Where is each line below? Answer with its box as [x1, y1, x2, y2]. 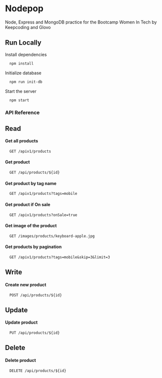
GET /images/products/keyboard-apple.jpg [9, 234, 95, 238]
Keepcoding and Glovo [5, 24, 51, 30]
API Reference [5, 109, 40, 116]
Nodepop [5, 3, 44, 14]
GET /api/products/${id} [9, 170, 60, 175]
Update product [5, 319, 38, 326]
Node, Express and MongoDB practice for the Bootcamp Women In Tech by [5, 19, 157, 25]
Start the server [5, 88, 37, 94]
